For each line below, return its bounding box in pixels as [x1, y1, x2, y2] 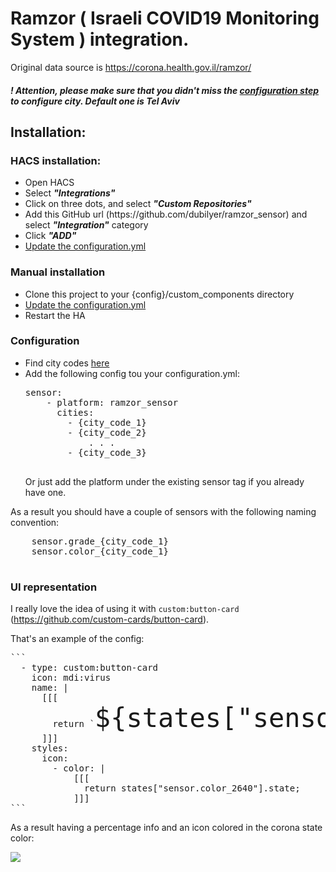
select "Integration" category [24, 219, 149, 231]
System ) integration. [10, 28, 190, 51]
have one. [24, 486, 67, 498]
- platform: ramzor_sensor [46, 397, 179, 408]
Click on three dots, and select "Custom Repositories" [24, 198, 252, 210]
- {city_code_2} [67, 427, 147, 438]
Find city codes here [24, 357, 110, 369]
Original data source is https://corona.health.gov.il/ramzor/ [10, 61, 252, 73]
